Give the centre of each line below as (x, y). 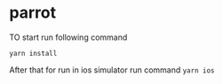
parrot (32, 13)
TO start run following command (68, 37)
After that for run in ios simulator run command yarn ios (112, 70)
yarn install (33, 53)
